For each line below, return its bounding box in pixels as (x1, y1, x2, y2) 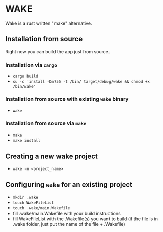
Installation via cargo (5, 61, 57, 68)
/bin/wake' (12, 84, 36, 89)
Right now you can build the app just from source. (5, 48, 110, 54)
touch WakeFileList (12, 200, 55, 205)
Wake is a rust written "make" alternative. (5, 20, 92, 26)
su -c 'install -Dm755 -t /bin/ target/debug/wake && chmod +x (12, 79, 150, 85)
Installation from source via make (5, 120, 87, 127)
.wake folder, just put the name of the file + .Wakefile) (12, 221, 125, 227)
